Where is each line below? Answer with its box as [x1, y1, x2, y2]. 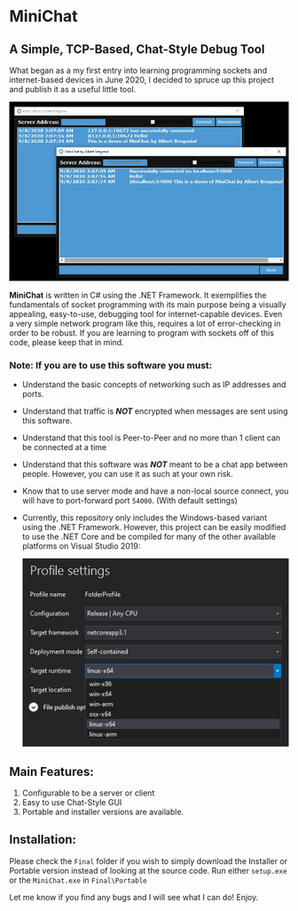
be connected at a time [21, 442, 107, 453]
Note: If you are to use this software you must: [9, 359, 213, 371]
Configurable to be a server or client [21, 788, 155, 798]
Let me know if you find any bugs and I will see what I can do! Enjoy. [9, 891, 259, 902]
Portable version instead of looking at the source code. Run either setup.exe [9, 865, 287, 875]
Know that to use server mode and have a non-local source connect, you [21, 486, 289, 496]
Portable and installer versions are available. [21, 806, 184, 818]
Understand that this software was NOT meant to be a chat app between [21, 459, 288, 470]
